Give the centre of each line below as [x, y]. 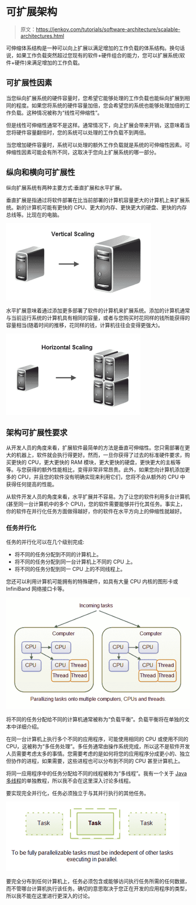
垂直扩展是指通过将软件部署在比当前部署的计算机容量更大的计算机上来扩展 [95, 200]
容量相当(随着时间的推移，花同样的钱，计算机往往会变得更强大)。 [85, 325]
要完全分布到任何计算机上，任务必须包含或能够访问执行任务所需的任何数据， [98, 882]
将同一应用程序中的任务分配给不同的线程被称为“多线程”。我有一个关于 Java [97, 773]
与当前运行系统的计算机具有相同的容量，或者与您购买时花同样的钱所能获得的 [98, 318]
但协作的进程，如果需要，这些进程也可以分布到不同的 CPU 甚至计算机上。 [95, 761]
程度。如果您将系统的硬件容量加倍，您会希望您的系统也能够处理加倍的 [100, 105]
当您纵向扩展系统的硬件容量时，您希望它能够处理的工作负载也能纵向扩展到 [95, 98]
